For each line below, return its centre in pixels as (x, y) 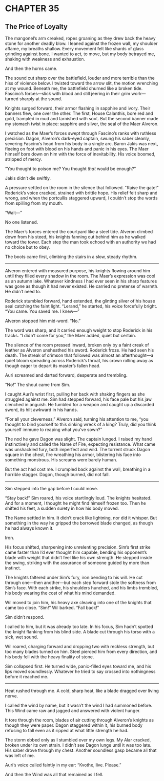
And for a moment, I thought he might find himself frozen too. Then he (76, 503)
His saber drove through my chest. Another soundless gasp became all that (81, 750)
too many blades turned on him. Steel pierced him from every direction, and (81, 651)
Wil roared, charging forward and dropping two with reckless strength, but (80, 646)
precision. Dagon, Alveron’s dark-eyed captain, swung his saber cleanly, (78, 138)
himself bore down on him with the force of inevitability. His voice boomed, (80, 154)
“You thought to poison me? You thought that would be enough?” (71, 169)
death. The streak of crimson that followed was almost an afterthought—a (79, 355)
